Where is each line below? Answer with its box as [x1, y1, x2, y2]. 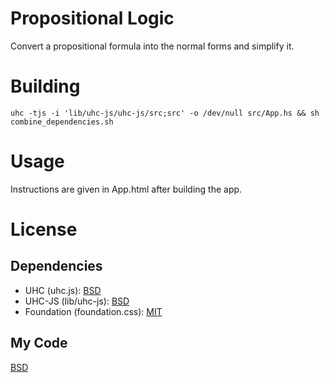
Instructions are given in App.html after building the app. [10, 183, 243, 195]
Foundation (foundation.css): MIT [24, 305, 163, 317]
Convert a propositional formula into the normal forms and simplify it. [10, 40, 295, 52]
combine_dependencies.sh [10, 117, 114, 127]
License [10, 218, 78, 241]
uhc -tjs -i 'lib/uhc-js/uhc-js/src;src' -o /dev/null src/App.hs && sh [10, 108, 320, 118]
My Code [10, 335, 68, 352]
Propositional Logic [10, 7, 175, 30]
